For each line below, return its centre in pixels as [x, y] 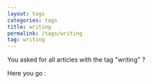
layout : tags [26, 14]
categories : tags [32, 20]
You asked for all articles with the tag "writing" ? [76, 59]
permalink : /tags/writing [45, 33]
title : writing [29, 27]
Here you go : [27, 73]
